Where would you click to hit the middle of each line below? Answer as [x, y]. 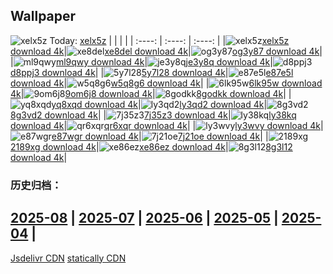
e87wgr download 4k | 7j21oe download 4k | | [160, 136]
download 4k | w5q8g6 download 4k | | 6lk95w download [166, 83]
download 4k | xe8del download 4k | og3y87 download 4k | [166, 51]
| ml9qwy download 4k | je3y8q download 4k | [141, 61]
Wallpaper [43, 16]
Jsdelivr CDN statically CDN [68, 258]
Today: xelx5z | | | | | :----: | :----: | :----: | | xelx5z [169, 40]
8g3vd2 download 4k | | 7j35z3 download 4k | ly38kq [153, 115]
